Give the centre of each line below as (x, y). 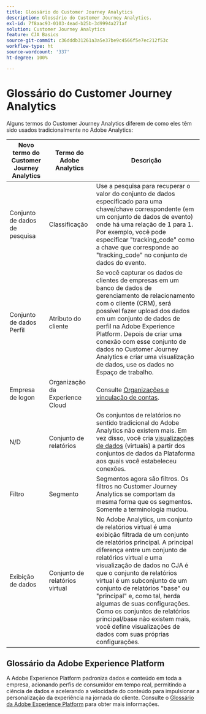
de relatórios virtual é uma (134, 526)
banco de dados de (124, 287)
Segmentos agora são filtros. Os (142, 479)
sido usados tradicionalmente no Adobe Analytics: (70, 130)
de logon (22, 397)
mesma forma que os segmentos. (144, 501)
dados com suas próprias (133, 634)
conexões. (111, 468)
